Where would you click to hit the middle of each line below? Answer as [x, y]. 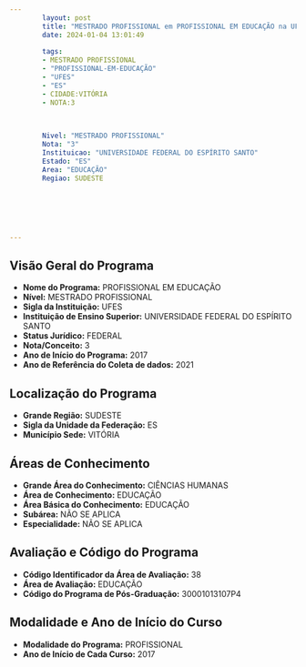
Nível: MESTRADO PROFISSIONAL [87, 298]
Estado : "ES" [67, 161]
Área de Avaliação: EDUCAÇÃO [82, 584]
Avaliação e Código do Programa [104, 553]
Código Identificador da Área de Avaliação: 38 [112, 574]
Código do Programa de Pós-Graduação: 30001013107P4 [132, 593]
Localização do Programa [83, 394]
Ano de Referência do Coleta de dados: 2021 [108, 365]
